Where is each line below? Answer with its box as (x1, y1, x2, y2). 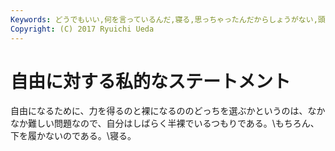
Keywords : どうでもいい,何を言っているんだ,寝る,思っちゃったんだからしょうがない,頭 (10, 14, 326, 25)
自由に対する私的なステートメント (10, 70, 292, 93)
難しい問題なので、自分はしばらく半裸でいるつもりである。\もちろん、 (27, 117, 320, 130)
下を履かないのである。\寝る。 (10, 130, 137, 142)
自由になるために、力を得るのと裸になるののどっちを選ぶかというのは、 (10, 105, 308, 117)
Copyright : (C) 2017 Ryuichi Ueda (10, 24, 155, 34)
